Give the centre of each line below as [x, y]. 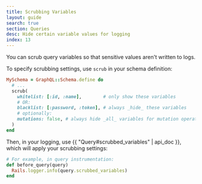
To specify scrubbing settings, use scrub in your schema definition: [89, 69]
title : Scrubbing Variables [41, 12]
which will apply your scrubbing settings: [57, 148]
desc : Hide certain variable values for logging [68, 34]
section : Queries [28, 29]
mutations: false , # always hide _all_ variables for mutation [98, 119]
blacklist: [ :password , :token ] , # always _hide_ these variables [102, 108]
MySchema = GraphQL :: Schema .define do [55, 80]
